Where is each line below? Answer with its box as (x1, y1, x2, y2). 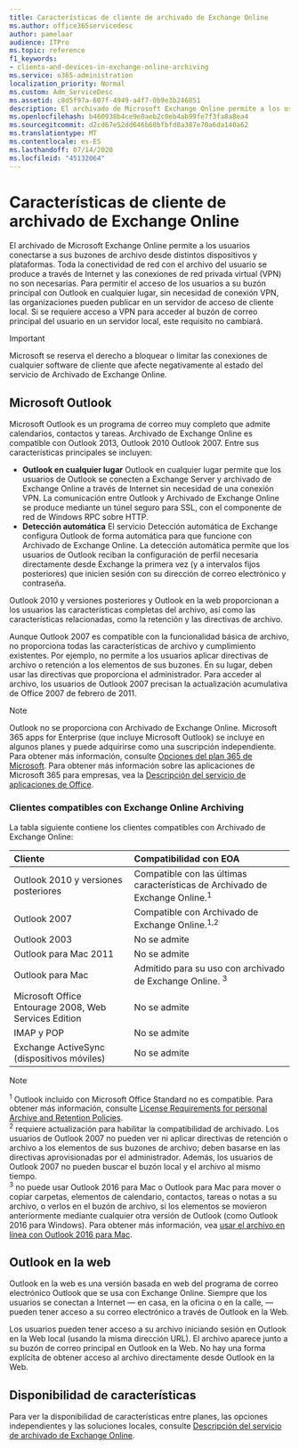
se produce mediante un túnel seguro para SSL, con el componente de (21, 502, 282, 513)
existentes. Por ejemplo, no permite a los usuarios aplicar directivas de (9, 651, 269, 661)
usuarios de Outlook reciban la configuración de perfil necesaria (21, 549, 259, 561)
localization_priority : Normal (9, 79, 125, 88)
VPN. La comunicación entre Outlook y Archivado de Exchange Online (21, 493, 280, 504)
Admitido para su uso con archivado (133, 962, 286, 975)
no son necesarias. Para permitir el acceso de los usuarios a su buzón (9, 278, 267, 289)
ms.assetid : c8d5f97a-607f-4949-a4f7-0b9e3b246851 (9, 95, 201, 105)
